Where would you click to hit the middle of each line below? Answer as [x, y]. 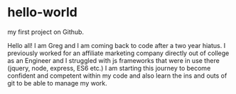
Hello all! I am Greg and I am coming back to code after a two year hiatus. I [117, 45]
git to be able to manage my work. [58, 83]
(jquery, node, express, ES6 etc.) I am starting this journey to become [109, 68]
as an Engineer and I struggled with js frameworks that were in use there [114, 60]
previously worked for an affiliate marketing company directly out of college [118, 53]
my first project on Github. [45, 32]
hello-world [43, 12]
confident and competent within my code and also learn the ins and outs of [117, 76]
